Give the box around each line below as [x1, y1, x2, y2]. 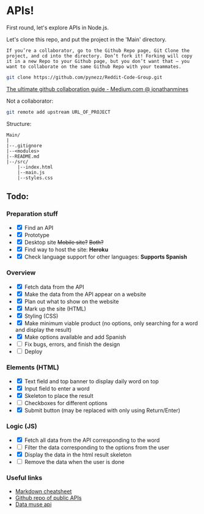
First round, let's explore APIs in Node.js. [6, 24, 109, 31]
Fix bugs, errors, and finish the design [24, 340, 120, 348]
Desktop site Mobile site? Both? [24, 239, 104, 246]
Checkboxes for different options [24, 399, 108, 406]
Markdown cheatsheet [15, 487, 72, 495]
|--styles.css [17, 175, 53, 181]
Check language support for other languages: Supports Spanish [24, 253, 188, 260]
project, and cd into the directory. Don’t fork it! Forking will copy [6, 53, 192, 59]
